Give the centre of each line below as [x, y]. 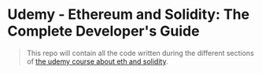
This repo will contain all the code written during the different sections [140, 53]
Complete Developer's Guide [103, 31]
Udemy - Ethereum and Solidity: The [128, 15]
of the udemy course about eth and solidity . [97, 61]
